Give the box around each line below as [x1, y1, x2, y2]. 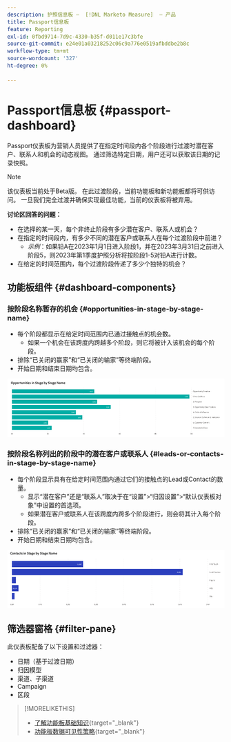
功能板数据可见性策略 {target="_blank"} [34, 727, 145, 736]
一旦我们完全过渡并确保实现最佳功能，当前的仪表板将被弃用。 [20, 195, 197, 203]
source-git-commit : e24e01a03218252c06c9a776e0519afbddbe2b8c [7, 40, 190, 48]
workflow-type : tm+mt [7, 48, 70, 55]
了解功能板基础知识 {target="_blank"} [34, 718, 139, 727]
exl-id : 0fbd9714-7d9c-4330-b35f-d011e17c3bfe [7, 33, 143, 40]
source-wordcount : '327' [7, 55, 79, 62]
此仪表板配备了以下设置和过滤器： [7, 642, 104, 651]
